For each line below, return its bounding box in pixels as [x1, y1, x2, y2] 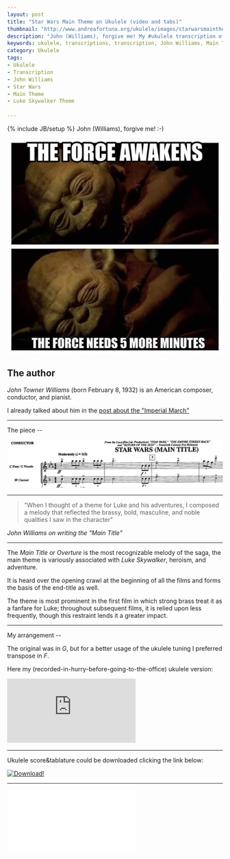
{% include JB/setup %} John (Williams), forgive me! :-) [7, 125, 164, 133]
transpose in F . [7, 651, 49, 660]
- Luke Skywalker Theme [7, 98, 75, 105]
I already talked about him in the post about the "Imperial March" [7, 406, 190, 414]
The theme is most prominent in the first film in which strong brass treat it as [7, 597, 222, 605]
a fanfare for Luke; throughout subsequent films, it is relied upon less [7, 603, 202, 612]
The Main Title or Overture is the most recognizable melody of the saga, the [7, 548, 221, 556]
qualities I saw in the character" [23, 515, 114, 523]
